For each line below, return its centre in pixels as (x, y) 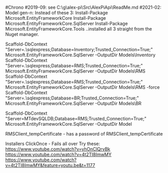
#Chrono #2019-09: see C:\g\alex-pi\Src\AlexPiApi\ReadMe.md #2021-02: (83, 7)
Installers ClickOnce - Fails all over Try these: (53, 144)
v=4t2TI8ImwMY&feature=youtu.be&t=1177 (50, 165)
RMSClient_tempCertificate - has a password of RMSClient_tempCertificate (84, 134)
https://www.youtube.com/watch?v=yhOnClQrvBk (58, 149)
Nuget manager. (22, 34)
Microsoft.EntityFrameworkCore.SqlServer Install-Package (67, 23)
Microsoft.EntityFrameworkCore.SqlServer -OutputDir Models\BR (73, 103)
